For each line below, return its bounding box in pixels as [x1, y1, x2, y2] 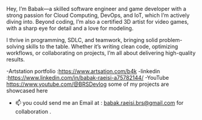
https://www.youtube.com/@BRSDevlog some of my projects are [6, 80, 169, 88]
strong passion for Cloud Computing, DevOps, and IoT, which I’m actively [6, 12, 190, 19]
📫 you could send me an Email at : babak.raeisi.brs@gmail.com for [15, 99, 184, 106]
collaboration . [15, 108, 52, 115]
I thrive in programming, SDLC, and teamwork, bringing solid [6, 37, 158, 43]
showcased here [6, 87, 48, 94]
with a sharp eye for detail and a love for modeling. [6, 24, 134, 32]
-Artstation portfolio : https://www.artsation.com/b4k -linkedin [6, 68, 160, 75]
